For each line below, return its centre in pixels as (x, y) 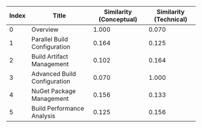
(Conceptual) (118, 19)
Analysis (44, 116)
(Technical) (171, 19)
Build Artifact (50, 56)
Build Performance (58, 108)
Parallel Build (50, 39)
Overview (45, 29)
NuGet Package (54, 91)
